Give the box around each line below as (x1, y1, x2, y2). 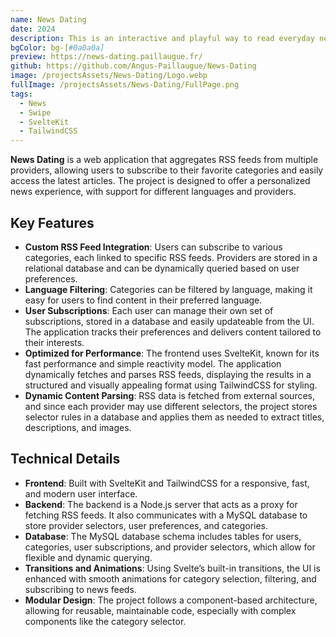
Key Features (10, 214, 95, 231)
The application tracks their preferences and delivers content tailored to (24, 326, 322, 338)
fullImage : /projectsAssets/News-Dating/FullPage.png (10, 80, 240, 90)
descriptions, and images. (24, 421, 132, 433)
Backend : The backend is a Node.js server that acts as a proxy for (24, 498, 298, 510)
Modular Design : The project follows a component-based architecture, (24, 594, 318, 606)
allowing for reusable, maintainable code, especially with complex (24, 604, 297, 616)
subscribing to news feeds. (24, 583, 137, 595)
